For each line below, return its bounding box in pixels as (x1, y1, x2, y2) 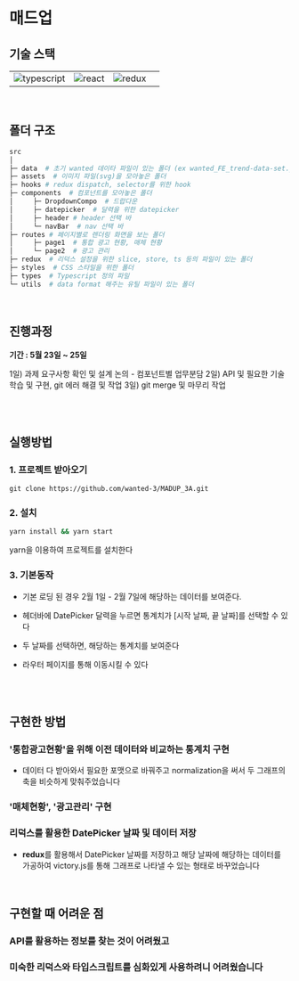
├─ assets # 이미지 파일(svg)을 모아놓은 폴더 (9, 172, 166, 181)
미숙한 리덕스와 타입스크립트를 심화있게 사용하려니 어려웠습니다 (9, 961, 263, 973)
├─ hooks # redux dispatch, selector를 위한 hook (9, 180, 191, 190)
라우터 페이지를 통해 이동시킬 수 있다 (21, 658, 149, 669)
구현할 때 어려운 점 (9, 905, 104, 920)
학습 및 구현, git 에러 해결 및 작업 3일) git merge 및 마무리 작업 (9, 380, 227, 390)
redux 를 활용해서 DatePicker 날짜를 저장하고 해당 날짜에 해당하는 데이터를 (21, 848, 282, 860)
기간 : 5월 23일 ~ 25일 (9, 349, 87, 360)
